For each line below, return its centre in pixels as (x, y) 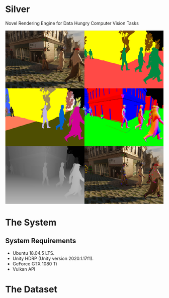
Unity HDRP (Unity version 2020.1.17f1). (53, 258)
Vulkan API (24, 269)
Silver (18, 9)
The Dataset (31, 289)
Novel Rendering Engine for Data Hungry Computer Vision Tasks (72, 23)
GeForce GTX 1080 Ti (35, 264)
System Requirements (41, 241)
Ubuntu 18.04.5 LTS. (33, 253)
